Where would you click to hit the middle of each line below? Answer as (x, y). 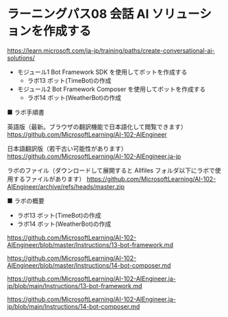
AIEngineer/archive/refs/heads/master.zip (66, 186)
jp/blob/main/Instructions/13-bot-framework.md (75, 286)
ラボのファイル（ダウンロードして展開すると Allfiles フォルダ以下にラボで (111, 170)
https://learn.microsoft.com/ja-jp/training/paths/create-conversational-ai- (111, 50)
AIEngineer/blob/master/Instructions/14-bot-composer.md (89, 265)
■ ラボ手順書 (26, 112)
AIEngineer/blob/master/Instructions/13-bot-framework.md (90, 244)
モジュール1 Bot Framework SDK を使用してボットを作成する (102, 72)
